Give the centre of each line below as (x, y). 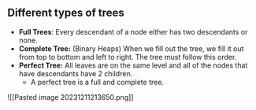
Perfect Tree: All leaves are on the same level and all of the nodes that (133, 65)
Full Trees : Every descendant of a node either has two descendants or (133, 31)
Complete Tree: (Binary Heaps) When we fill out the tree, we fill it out (131, 48)
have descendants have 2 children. (76, 73)
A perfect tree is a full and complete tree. (97, 82)
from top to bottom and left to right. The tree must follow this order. (128, 57)
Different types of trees (66, 13)
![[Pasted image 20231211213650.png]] (70, 97)
